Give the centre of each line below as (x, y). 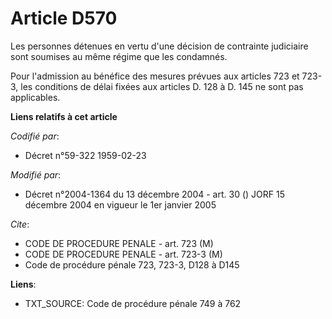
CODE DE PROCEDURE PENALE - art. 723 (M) (119, 243)
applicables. (35, 97)
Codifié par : (35, 136)
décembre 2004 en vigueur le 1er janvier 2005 (120, 204)
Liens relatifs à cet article (64, 116)
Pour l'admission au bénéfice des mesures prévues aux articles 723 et (155, 76)
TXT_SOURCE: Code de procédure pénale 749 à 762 (133, 303)
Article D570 (64, 18)
